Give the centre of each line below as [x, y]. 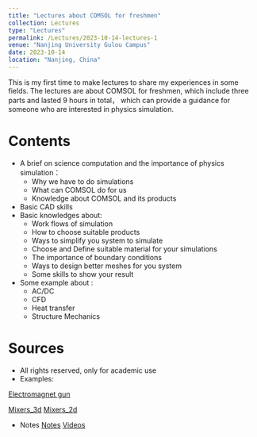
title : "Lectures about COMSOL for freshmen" [84, 15]
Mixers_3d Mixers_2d [43, 409]
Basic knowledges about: [61, 215]
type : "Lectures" [37, 30]
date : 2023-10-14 [37, 52]
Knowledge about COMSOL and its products [104, 198]
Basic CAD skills [46, 206]
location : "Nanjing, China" [55, 60]
